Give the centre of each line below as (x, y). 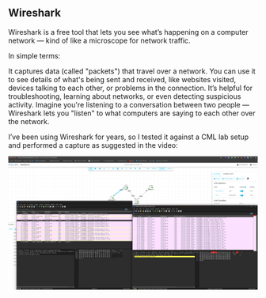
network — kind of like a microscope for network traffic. (100, 40)
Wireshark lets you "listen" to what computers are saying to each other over (132, 113)
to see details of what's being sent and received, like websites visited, (122, 79)
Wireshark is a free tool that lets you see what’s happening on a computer (128, 32)
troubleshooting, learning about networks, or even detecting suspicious (125, 96)
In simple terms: (34, 55)
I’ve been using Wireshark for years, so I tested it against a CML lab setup (129, 137)
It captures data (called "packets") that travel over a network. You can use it (132, 71)
